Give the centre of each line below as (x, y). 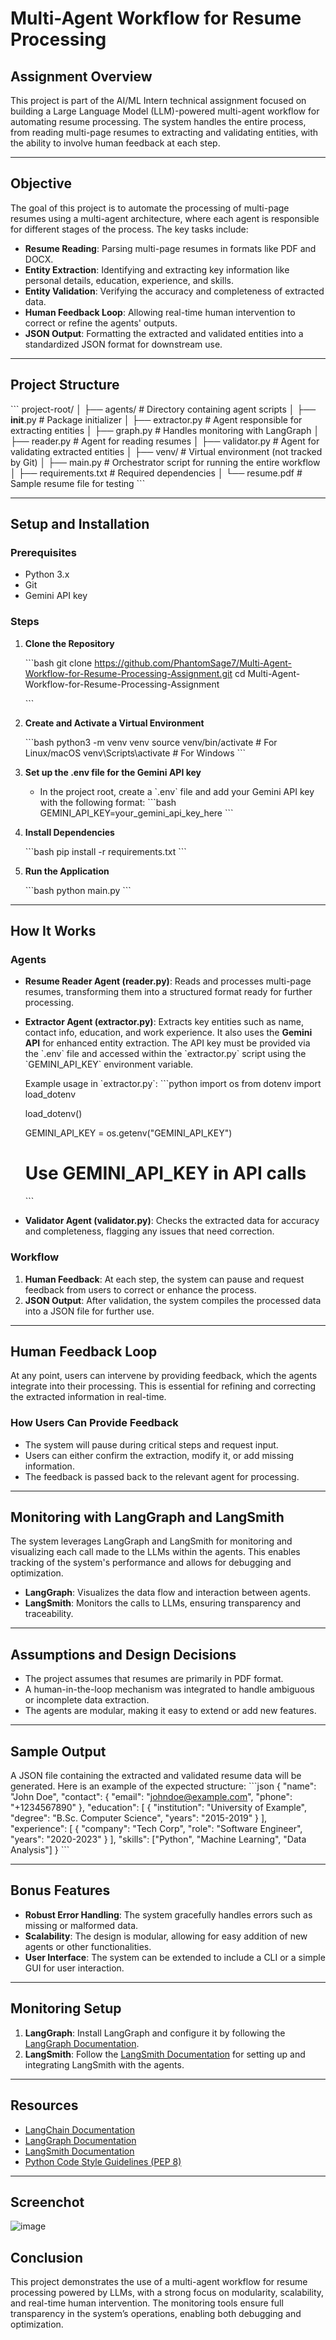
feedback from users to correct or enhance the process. (140, 1289)
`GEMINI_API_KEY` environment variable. (109, 1064)
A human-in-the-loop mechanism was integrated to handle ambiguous (169, 1689)
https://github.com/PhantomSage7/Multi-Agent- (193, 663)
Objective (41, 183)
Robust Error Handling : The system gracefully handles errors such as (168, 1914)
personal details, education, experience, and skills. (129, 280)
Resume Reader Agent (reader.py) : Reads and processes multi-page (168, 981)
